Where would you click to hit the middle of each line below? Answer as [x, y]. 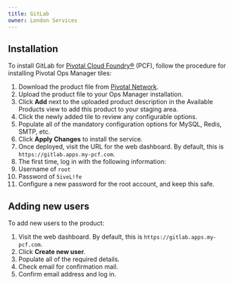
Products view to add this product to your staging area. [98, 109]
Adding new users [49, 206]
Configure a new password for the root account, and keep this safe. [116, 184]
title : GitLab [29, 14]
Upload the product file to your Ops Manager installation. [101, 94]
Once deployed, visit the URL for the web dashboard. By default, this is [121, 147]
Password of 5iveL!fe [50, 177]
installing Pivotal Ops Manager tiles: [60, 73]
